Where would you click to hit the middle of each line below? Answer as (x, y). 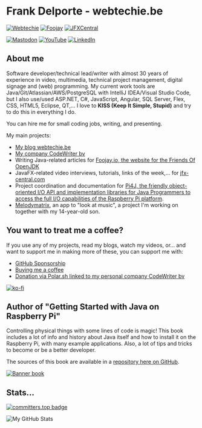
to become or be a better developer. (51, 350)
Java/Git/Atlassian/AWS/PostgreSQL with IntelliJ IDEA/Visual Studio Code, (99, 93)
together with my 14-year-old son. (57, 211)
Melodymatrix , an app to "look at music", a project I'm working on (96, 205)
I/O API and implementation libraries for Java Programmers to (114, 192)
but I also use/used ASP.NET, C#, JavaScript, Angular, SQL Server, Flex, (96, 99)
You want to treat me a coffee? (65, 230)
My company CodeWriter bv (50, 153)
